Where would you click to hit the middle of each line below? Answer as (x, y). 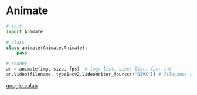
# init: (16, 26)
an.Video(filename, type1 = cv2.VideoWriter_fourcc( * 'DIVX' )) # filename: (97, 75)
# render (17, 64)
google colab (22, 85)
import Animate (25, 31)
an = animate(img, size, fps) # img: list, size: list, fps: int (89, 69)
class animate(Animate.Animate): (47, 48)
